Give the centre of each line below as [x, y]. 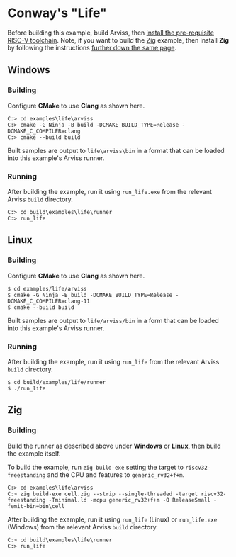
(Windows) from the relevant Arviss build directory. [83, 527]
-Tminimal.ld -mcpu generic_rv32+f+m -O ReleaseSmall [130, 500]
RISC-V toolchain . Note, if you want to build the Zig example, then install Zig [118, 40]
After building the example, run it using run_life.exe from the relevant [110, 191]
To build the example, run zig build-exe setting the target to [96, 467]
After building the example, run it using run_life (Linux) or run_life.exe [112, 519]
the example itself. [34, 453]
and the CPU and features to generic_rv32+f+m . [116, 474]
